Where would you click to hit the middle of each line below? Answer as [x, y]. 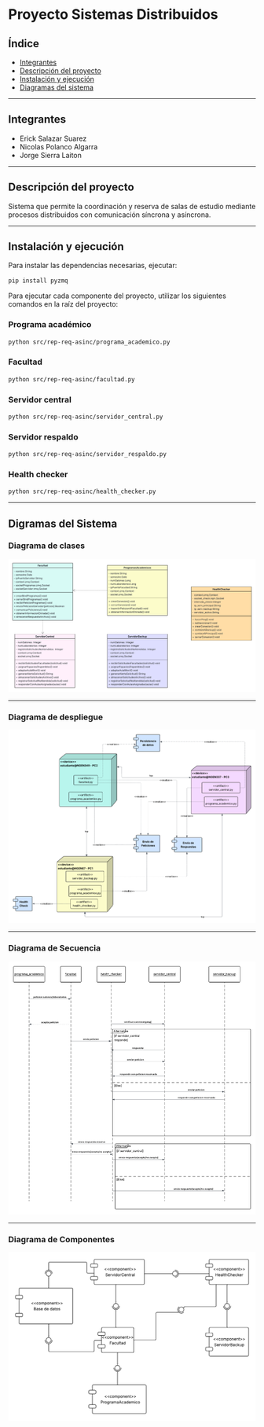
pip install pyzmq [38, 281]
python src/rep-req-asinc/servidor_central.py [86, 417]
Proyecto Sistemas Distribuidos [113, 15]
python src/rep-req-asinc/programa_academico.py [89, 342]
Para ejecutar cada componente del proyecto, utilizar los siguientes [117, 296]
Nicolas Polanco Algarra [59, 146]
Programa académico [50, 325]
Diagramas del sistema [57, 87]
